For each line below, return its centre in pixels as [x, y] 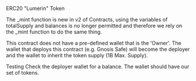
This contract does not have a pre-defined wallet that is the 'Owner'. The [94, 43]
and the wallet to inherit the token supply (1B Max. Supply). [77, 55]
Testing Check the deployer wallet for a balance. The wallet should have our [98, 67]
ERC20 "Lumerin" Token [35, 8]
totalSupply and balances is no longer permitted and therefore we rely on [94, 26]
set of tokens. [23, 73]
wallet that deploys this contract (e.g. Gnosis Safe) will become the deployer [98, 49]
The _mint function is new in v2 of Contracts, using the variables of [87, 19]
